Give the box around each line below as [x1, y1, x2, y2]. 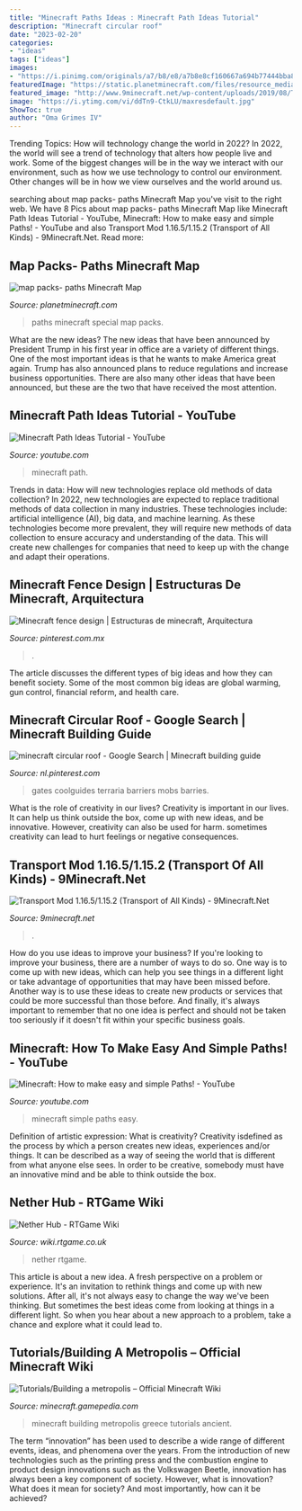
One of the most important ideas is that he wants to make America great [9, 353, 277, 364]
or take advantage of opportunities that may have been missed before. [9, 977, 271, 988]
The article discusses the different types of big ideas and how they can [9, 667, 273, 678]
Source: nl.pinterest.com [9, 768, 101, 779]
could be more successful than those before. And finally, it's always [9, 996, 261, 1006]
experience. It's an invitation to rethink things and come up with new [9, 1281, 262, 1292]
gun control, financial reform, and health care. [9, 686, 180, 697]
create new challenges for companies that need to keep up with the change [9, 541, 289, 552]
